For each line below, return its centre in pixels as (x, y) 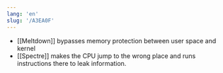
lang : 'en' (23, 14)
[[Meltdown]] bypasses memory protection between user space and (116, 40)
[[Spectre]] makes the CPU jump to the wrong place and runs (106, 56)
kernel (26, 48)
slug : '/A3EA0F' (30, 21)
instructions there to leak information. (72, 63)
